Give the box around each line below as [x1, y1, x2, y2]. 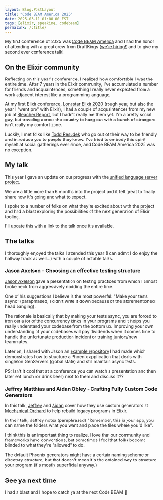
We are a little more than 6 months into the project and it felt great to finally [5, 188, 156, 194]
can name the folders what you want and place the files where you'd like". [5, 422, 153, 428]
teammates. [5, 339, 29, 344]
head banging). [5, 303, 36, 309]
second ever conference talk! [5, 49, 64, 55]
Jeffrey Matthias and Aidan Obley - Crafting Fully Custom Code [5, 385, 158, 392]
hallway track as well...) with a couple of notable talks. [5, 255, 113, 261]
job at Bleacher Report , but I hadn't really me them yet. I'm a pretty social [5, 111, 152, 117]
